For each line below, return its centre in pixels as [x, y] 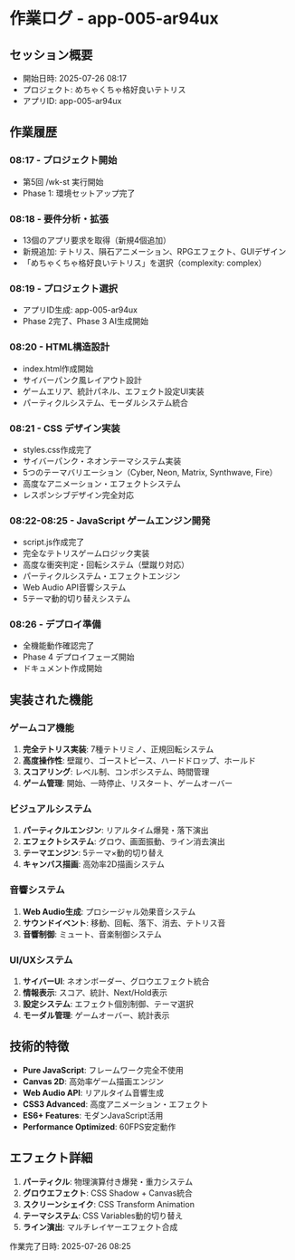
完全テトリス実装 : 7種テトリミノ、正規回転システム [118, 749]
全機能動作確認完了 [58, 646]
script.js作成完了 [53, 542]
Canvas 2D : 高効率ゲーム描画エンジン [93, 1081]
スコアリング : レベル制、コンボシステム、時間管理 [116, 772]
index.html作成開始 [58, 369]
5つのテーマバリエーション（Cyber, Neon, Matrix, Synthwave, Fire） [150, 472]
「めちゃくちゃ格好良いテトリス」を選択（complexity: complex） [144, 263]
